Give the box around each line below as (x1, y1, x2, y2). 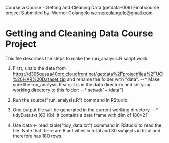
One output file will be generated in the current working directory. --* (12, 107, 159, 113)
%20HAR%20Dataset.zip (12, 76, 66, 82)
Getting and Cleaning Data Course (5, 28, 153, 39)
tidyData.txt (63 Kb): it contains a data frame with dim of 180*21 (12, 112, 148, 118)
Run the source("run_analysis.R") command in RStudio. (12, 97, 129, 103)
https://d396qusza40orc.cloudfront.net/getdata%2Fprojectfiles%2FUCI (12, 70, 164, 77)
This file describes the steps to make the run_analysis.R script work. (5, 55, 149, 61)
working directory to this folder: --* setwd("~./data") (12, 87, 124, 93)
